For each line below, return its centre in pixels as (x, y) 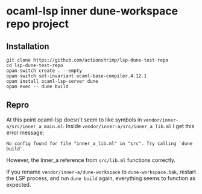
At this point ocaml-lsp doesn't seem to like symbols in (74, 120)
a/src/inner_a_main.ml (35, 126)
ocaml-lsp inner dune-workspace (92, 11)
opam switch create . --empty (44, 71)
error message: (25, 132)
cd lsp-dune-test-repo (35, 65)
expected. (19, 184)
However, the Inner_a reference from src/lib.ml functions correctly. (91, 160)
